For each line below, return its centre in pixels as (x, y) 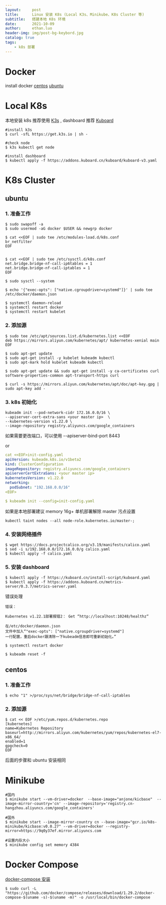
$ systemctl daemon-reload (33, 303)
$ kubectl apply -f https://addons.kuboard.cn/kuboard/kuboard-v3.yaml (81, 160)
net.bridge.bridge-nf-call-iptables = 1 (48, 268)
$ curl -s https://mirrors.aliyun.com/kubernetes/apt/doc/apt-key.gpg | (82, 384)
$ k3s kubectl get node (30, 147)
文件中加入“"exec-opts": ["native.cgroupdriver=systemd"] (65, 631)
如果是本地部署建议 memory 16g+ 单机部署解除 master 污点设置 (70, 511)
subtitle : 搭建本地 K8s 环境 (35, 19)
